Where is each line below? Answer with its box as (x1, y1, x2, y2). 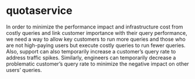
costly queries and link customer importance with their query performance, (6, 29, 187, 36)
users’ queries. (6, 66, 42, 73)
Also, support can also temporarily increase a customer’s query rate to (6, 48, 176, 55)
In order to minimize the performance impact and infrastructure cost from (6, 23, 183, 30)
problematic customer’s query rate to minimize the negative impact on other (6, 60, 189, 67)
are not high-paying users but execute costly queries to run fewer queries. (6, 42, 186, 49)
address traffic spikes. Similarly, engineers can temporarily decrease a (6, 54, 176, 61)
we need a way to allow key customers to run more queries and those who (6, 35, 186, 42)
